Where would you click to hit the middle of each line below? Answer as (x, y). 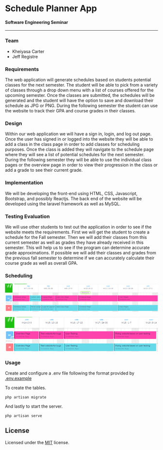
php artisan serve (24, 416)
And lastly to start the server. (34, 406)
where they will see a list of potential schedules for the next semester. (75, 155)
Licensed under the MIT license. (37, 442)
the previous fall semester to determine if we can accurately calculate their (80, 258)
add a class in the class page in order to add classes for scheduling (72, 144)
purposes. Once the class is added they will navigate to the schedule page (80, 149)
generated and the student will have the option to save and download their (79, 100)
